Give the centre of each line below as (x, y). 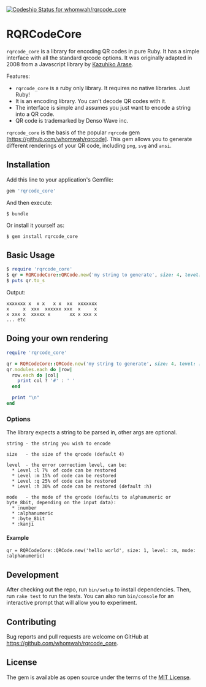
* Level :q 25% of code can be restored (64, 482)
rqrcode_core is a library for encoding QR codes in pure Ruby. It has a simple (103, 51)
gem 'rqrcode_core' (31, 191)
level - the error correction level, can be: (67, 465)
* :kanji (23, 524)
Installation (28, 165)
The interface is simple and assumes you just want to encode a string (103, 107)
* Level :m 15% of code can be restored (64, 476)
